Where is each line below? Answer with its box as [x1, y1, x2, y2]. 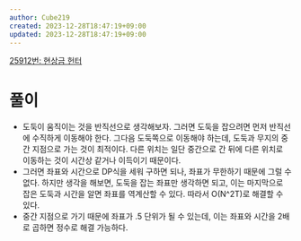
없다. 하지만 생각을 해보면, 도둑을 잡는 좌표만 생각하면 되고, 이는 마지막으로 [22, 177, 284, 188]
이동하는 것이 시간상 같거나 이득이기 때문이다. [22, 155, 181, 166]
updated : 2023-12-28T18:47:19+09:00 [9, 30, 146, 39]
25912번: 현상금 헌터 [9, 56, 83, 66]
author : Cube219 [9, 13, 70, 22]
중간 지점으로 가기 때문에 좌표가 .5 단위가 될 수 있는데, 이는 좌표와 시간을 [22, 211, 276, 222]
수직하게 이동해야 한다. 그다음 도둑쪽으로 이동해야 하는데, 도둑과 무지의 [31, 133, 279, 143]
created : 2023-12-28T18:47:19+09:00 [9, 22, 146, 30]
